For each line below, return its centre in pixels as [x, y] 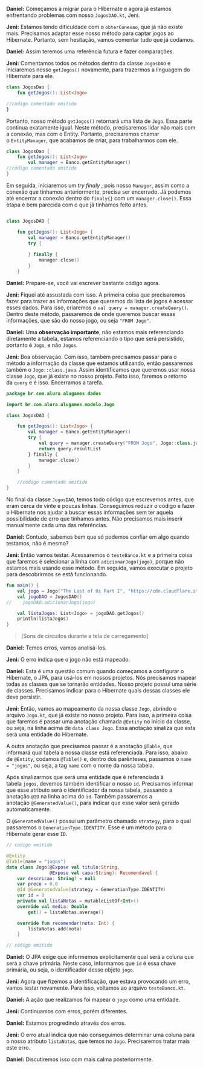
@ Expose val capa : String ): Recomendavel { [104, 873]
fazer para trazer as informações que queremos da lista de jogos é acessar [100, 301]
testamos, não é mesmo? [37, 543]
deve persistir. [24, 697]
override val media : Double [52, 906]
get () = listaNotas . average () [66, 912]
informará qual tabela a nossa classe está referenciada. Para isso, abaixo [97, 752]
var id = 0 [31, 895]
